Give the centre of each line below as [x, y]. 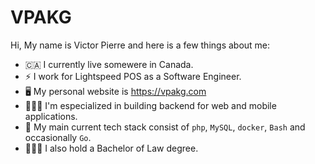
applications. [51, 116]
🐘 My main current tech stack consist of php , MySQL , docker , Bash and [165, 127]
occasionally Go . [58, 137]
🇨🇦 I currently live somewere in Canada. [109, 64]
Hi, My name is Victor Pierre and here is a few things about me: [140, 45]
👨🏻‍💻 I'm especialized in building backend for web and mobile [150, 105]
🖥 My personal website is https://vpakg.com [115, 91]
